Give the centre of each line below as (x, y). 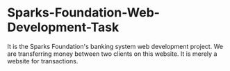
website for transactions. (43, 61)
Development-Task (63, 27)
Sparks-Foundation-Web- (83, 13)
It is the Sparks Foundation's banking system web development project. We (115, 46)
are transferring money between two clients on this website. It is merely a (112, 54)
